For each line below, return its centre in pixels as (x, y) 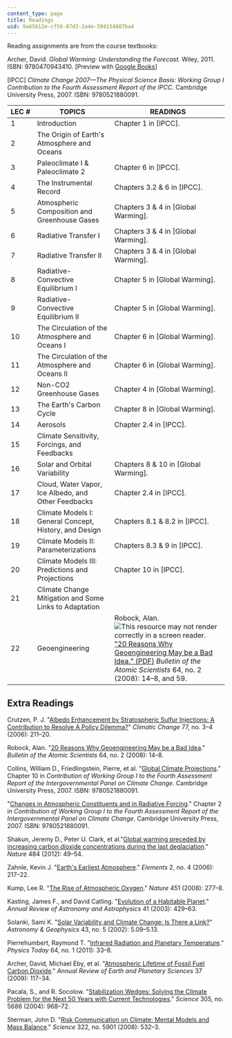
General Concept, (66, 521)
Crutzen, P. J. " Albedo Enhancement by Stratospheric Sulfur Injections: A (111, 720)
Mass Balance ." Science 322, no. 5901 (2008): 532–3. (84, 1027)
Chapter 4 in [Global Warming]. (165, 390)
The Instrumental (65, 183)
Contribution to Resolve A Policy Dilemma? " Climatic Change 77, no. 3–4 (110, 727)
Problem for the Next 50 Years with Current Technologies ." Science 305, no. (116, 999)
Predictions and (62, 570)
